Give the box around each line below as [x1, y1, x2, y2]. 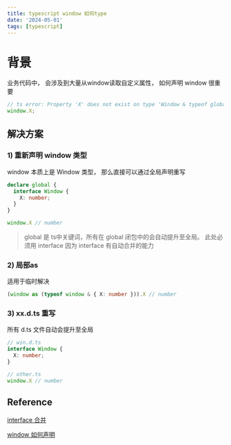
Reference [7, 397, 53, 408]
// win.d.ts [7, 339, 41, 346]
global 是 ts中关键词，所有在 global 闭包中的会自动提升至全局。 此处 [23, 233, 217, 241]
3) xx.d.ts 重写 [7, 309, 56, 318]
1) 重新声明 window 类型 [7, 151, 87, 161]
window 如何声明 [7, 430, 56, 438]
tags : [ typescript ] [7, 23, 63, 30]
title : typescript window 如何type [7, 10, 107, 17]
